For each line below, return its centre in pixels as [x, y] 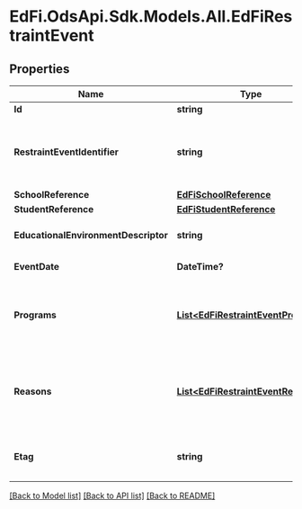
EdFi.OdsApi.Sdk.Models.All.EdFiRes [151, 17]
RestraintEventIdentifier [67, 152]
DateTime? [200, 267]
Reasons [33, 391]
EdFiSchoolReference [224, 195]
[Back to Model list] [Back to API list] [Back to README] [112, 496]
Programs [35, 315]
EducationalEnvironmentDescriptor [91, 235]
